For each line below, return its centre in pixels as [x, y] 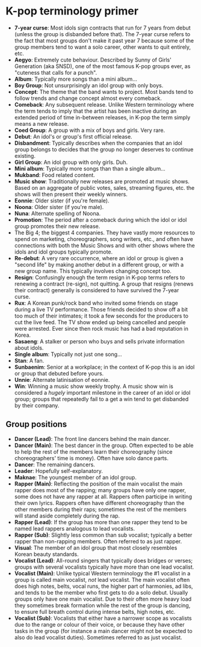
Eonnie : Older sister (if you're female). [62, 201]
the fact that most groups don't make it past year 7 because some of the [104, 40]
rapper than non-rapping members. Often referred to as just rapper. [98, 541]
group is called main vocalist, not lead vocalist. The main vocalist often [102, 580]
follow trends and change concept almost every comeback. [88, 98]
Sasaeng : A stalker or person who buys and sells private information [99, 341]
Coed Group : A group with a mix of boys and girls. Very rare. [90, 130]
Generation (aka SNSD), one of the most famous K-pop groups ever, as [102, 66]
